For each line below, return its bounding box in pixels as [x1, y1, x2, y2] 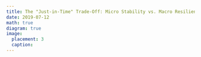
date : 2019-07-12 [6, 14, 50, 20]
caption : [11, 42, 33, 48]
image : [6, 31, 23, 37]
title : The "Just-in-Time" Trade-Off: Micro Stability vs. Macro [6, 8, 172, 15]
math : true [6, 20, 33, 26]
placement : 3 [11, 36, 44, 42]
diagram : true [6, 25, 42, 31]
